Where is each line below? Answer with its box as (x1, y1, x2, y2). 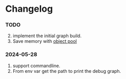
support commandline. (12, 62, 60, 69)
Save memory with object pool (12, 38, 77, 44)
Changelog (5, 3, 53, 15)
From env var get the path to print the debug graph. (12, 68, 121, 74)
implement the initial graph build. (12, 33, 82, 39)
